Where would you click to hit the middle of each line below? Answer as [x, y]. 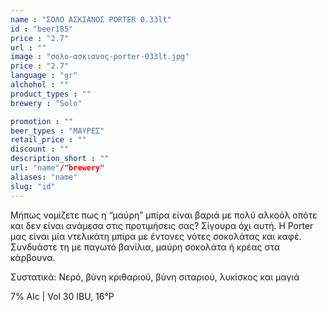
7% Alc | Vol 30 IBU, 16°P [62, 296]
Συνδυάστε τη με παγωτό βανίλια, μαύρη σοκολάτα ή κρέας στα [145, 247]
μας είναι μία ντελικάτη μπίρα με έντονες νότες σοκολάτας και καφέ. [156, 236]
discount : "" [40, 149]
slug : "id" [33, 186]
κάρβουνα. [33, 257]
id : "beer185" [42, 29]
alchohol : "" [40, 85]
